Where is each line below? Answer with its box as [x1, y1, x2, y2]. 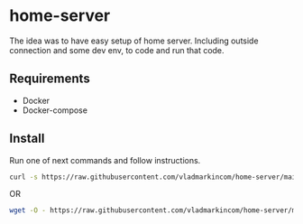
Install [9, 131, 45, 146]
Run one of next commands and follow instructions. [9, 154, 201, 165]
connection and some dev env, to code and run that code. [9, 44, 225, 55]
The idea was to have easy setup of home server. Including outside [9, 35, 259, 46]
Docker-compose [22, 105, 88, 116]
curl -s [9, 173, 39, 182]
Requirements [9, 71, 90, 87]
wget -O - [9, 206, 47, 215]
